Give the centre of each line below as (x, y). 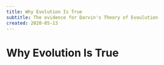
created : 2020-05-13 (32, 23)
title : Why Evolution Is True (44, 12)
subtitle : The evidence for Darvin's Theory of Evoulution (82, 17)
